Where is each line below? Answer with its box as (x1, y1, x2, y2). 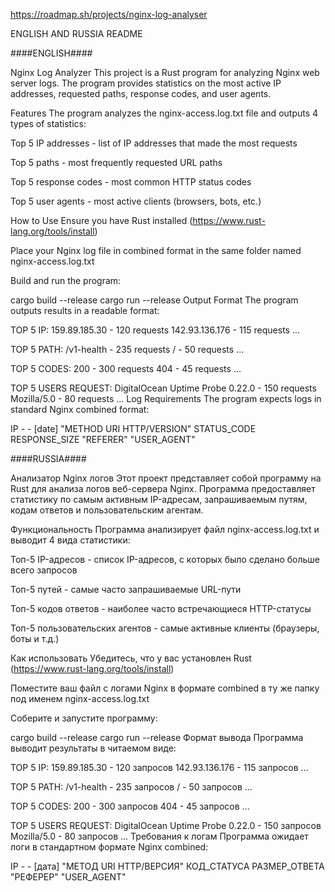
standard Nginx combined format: (10, 404, 150, 415)
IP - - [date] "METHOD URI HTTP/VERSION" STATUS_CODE (10, 423, 257, 434)
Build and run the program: (10, 275, 122, 286)
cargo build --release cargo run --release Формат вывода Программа (10, 732, 304, 743)
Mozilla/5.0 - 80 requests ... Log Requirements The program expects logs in (10, 393, 322, 404)
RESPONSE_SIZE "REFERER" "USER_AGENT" (10, 434, 196, 445)
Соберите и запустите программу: (10, 712, 158, 724)
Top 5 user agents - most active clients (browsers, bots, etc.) (10, 195, 262, 207)
